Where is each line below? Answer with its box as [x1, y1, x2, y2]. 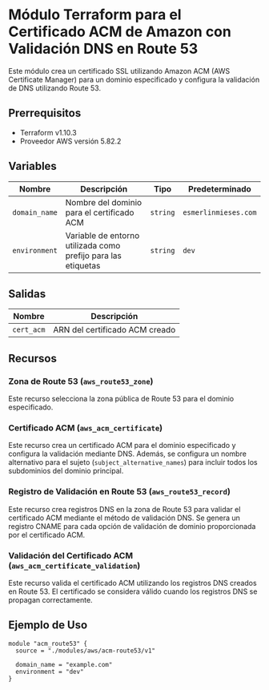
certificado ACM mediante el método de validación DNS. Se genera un [8, 513, 240, 523]
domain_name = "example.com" [15, 660, 113, 668]
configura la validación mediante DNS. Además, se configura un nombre [8, 449, 247, 458]
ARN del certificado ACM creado [53, 325, 176, 336]
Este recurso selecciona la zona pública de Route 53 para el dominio [8, 394, 235, 404]
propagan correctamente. [8, 595, 94, 604]
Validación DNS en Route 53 [8, 40, 199, 58]
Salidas [8, 287, 46, 301]
